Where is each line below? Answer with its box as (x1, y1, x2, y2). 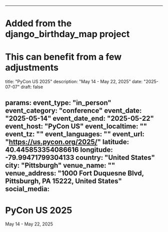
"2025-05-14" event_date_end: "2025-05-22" (5, 114, 154, 123)
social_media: (5, 184, 50, 193)
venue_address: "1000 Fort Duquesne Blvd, (5, 169, 144, 177)
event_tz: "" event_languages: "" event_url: (5, 130, 145, 138)
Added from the (5, 18, 72, 29)
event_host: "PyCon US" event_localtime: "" (5, 122, 147, 130)
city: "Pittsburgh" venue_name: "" (5, 161, 115, 169)
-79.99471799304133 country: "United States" (5, 153, 155, 162)
